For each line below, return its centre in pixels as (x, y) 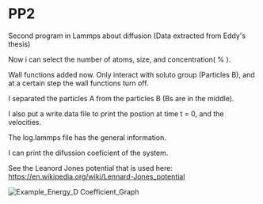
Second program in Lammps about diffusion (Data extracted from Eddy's (127, 36)
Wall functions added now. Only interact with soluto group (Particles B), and (131, 74)
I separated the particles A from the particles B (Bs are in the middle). (121, 98)
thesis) (19, 43)
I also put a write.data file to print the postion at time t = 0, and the (116, 113)
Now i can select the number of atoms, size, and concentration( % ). (120, 59)
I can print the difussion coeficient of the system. (88, 153)
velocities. (25, 122)
